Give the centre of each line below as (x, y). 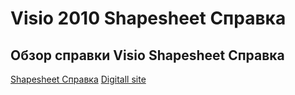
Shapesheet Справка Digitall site (78, 79)
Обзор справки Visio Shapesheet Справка (147, 55)
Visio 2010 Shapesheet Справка (148, 18)
